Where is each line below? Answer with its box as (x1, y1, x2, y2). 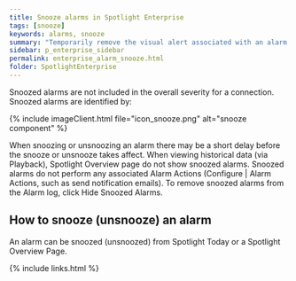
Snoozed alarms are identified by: (9, 96, 133, 106)
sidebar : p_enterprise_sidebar (9, 46, 125, 55)
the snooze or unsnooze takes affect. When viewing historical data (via (9, 149, 269, 160)
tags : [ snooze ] (9, 21, 66, 30)
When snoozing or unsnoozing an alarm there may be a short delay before (9, 139, 281, 151)
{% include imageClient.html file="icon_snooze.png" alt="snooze (9, 113, 247, 124)
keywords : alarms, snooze (9, 29, 105, 38)
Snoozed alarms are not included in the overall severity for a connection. (9, 86, 275, 98)
